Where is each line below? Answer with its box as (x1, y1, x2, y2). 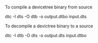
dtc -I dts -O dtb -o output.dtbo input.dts (5, 14, 87, 19)
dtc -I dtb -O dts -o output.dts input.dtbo (5, 33, 87, 38)
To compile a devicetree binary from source (5, 4, 93, 10)
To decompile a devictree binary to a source (5, 23, 93, 29)
